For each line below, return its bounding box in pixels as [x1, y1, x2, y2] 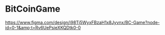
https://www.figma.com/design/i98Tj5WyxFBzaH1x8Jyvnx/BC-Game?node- [5, 19, 160, 25]
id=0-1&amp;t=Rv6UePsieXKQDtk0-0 [5, 24, 81, 30]
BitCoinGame [5, 3, 61, 15]
